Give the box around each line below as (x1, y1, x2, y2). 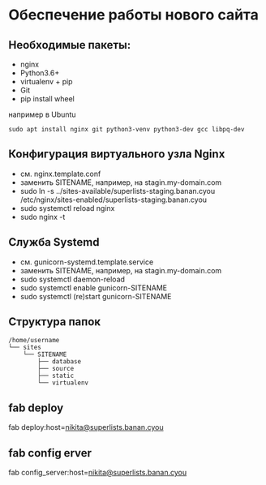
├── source (37, 365, 75, 373)
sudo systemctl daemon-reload (19, 274, 126, 284)
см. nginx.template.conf (19, 169, 101, 178)
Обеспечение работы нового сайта (8, 6, 260, 24)
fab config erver (8, 446, 92, 460)
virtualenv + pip (19, 77, 73, 86)
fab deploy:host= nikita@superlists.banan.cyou (8, 423, 164, 432)
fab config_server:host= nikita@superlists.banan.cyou (8, 468, 187, 478)
